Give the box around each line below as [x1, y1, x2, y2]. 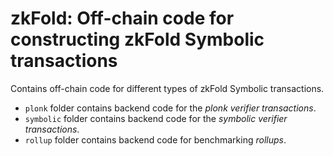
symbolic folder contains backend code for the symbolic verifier [24, 112, 288, 124]
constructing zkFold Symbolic [10, 28, 265, 51]
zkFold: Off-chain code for [10, 7, 235, 30]
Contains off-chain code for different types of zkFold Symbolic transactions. [10, 82, 325, 94]
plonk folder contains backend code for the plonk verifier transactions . [24, 102, 317, 114]
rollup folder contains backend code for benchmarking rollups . [24, 133, 287, 146]
